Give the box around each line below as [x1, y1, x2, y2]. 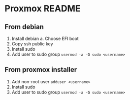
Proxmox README [4, 3, 81, 14]
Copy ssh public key [11, 41, 53, 47]
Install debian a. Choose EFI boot [11, 35, 79, 41]
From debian [4, 23, 44, 31]
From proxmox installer [4, 66, 77, 74]
